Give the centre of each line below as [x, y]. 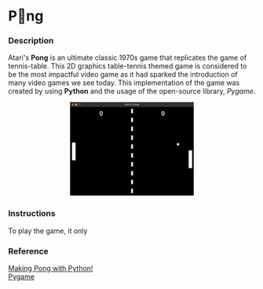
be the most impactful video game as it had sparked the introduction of [123, 75]
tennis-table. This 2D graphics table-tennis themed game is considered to [128, 66]
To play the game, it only [48, 231]
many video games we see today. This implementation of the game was [124, 83]
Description [31, 41]
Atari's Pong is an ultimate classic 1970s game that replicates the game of [128, 57]
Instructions [32, 213]
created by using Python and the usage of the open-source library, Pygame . [132, 91]
